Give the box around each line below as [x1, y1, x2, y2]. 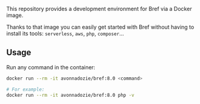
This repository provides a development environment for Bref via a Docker [6, 5, 193, 12]
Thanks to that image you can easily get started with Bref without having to [6, 24, 195, 30]
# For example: [6, 86, 45, 92]
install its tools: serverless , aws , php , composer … [6, 30, 125, 37]
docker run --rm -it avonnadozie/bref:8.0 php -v [6, 92, 135, 98]
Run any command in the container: [6, 63, 95, 71]
